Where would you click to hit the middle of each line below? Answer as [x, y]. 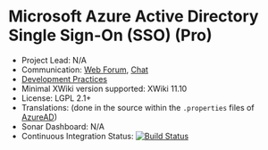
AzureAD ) [39, 117]
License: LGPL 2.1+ [56, 98]
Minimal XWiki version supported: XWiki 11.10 [104, 88]
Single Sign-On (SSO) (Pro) [110, 35]
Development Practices [64, 79]
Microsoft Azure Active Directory [134, 17]
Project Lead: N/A [54, 60]
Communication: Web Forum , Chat [85, 70]
